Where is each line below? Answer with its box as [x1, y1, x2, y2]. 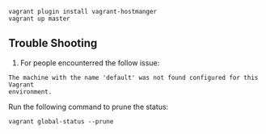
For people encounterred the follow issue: [19, 57, 160, 68]
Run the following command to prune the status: [8, 102, 169, 111]
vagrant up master [8, 15, 70, 23]
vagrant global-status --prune [8, 117, 114, 125]
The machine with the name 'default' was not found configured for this [8, 73, 259, 82]
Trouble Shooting [8, 36, 98, 50]
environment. [8, 87, 53, 96]
